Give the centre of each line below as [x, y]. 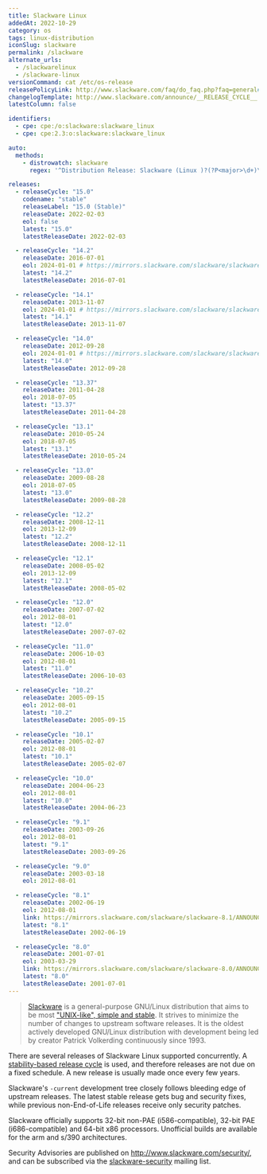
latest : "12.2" [48, 537]
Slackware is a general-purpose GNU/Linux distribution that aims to [138, 1006]
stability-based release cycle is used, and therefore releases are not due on [132, 1064]
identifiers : [30, 119]
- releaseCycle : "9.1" [53, 822]
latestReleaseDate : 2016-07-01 [74, 280]
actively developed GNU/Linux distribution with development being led [143, 1032]
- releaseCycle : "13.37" [56, 383]
